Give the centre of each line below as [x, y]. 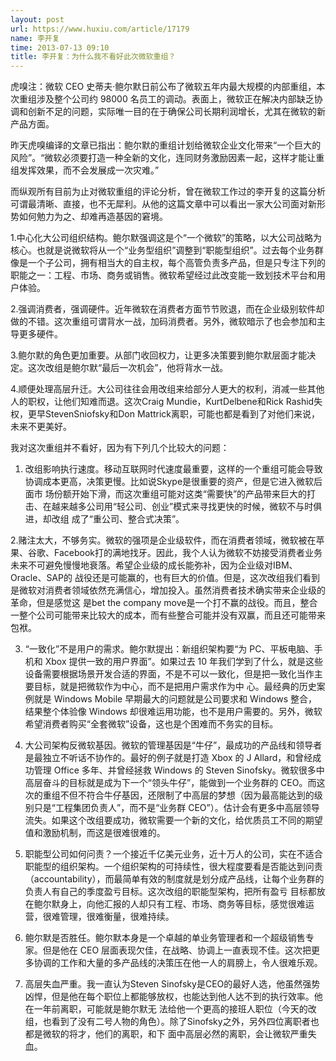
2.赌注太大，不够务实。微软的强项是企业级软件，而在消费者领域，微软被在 [163, 540]
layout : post [37, 19]
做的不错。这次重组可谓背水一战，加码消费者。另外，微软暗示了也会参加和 [163, 322]
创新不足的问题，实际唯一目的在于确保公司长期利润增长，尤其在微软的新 [176, 112]
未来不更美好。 [41, 427]
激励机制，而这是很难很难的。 [104, 833]
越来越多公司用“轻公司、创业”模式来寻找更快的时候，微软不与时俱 [187, 507]
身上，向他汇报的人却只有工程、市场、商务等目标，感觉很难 [182, 904]
